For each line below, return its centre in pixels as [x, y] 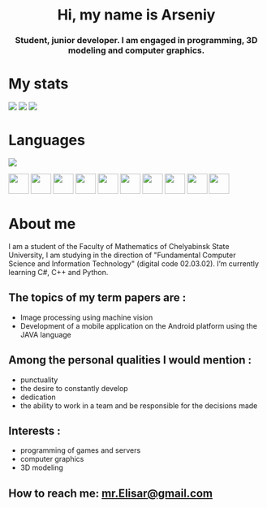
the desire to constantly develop [74, 388]
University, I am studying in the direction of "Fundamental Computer [122, 255]
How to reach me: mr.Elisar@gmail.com [111, 493]
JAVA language [45, 334]
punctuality [39, 380]
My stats [39, 84]
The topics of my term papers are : [97, 298]
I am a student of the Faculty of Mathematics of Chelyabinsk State [119, 246]
